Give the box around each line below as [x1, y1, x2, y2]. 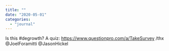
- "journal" [10, 21, 36, 27]
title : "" [5, 7, 27, 13]
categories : [5, 17, 31, 22]
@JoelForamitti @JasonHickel [5, 41, 68, 47]
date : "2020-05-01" [5, 12, 47, 17]
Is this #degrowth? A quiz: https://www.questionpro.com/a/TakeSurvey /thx [5, 35, 164, 41]
